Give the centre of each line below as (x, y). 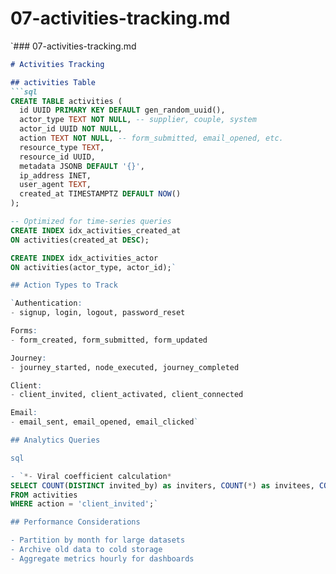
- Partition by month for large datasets (98, 540)
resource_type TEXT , (62, 147)
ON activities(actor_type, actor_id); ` (93, 267)
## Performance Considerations (75, 522)
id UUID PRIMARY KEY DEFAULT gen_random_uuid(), (122, 110)
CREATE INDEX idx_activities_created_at (96, 230)
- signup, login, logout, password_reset (98, 313)
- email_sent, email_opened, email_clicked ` (104, 422)
